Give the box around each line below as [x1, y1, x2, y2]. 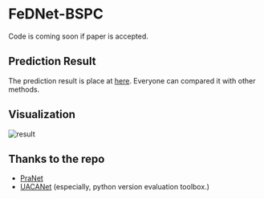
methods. [8, 84, 40, 94]
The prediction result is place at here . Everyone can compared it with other [8, 75, 256, 85]
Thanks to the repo [8, 152, 105, 165]
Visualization [8, 108, 76, 121]
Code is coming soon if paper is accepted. [8, 31, 148, 41]
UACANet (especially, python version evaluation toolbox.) [19, 182, 210, 192]
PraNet [19, 173, 44, 183]
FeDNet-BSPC [8, 5, 104, 23]
